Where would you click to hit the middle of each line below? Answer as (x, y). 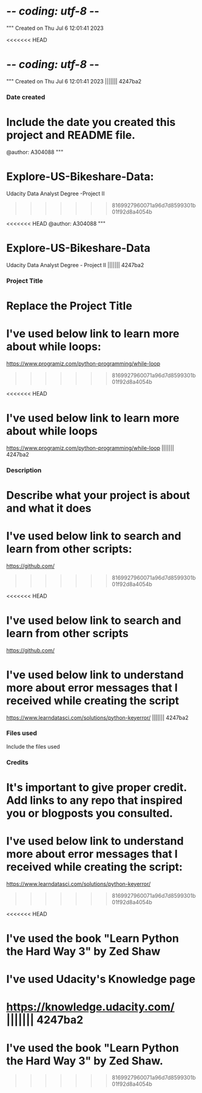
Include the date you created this (91, 122)
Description (24, 470)
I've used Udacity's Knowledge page (101, 980)
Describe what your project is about (98, 495)
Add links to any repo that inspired (95, 800)
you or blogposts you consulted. (90, 813)
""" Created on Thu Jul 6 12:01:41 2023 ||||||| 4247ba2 (74, 81)
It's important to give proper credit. (96, 787)
